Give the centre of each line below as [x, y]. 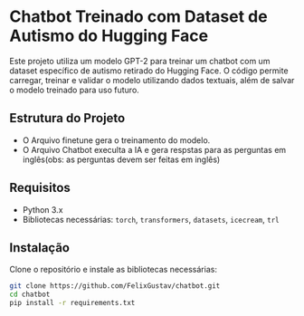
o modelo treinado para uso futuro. [75, 90]
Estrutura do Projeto [67, 118]
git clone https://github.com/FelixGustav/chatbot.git [115, 286]
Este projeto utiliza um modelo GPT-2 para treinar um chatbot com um [140, 61]
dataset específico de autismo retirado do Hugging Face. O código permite [149, 71]
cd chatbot [30, 295]
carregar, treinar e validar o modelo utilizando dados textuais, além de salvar [152, 80]
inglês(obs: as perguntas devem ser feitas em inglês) [121, 159]
